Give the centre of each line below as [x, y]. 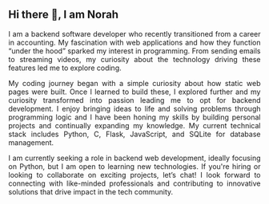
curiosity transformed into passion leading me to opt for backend [134, 100]
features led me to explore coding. [65, 68]
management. [31, 142]
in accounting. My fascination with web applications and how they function [134, 42]
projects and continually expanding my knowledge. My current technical [134, 125]
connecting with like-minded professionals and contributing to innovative [134, 183]
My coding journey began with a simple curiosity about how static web [134, 83]
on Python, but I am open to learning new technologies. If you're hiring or [134, 166]
